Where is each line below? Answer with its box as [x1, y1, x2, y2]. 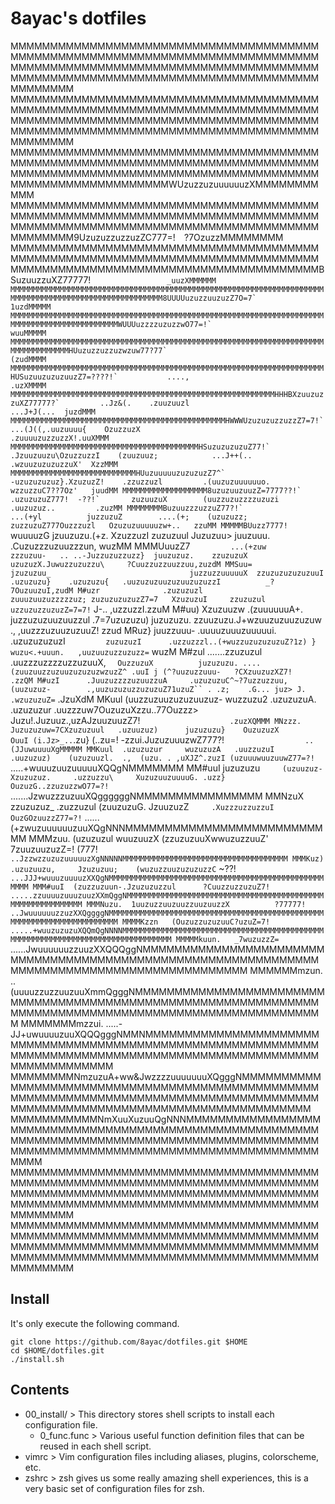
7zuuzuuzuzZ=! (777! [10, 843, 98, 855]
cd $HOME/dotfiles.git [10, 1345, 105, 1356]
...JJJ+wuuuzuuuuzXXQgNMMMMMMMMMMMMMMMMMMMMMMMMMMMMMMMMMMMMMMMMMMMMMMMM [10, 873, 325, 883]
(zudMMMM [10, 354, 47, 364]
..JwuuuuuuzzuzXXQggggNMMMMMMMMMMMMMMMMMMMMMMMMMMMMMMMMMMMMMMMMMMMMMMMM [10, 908, 325, 918]
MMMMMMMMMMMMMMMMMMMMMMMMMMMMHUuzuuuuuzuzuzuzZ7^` [10, 468, 226, 478]
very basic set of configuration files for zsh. [24, 1482, 205, 1494]
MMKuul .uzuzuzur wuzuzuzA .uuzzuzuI [86, 744, 275, 754]
